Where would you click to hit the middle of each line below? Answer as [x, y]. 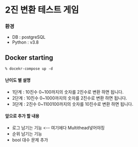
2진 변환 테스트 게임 [42, 10]
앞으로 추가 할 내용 [22, 116]
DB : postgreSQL [29, 37]
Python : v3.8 [25, 42]
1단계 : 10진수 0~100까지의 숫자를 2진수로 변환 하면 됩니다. [68, 92]
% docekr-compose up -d [29, 69]
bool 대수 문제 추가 [30, 140]
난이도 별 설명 [18, 80]
